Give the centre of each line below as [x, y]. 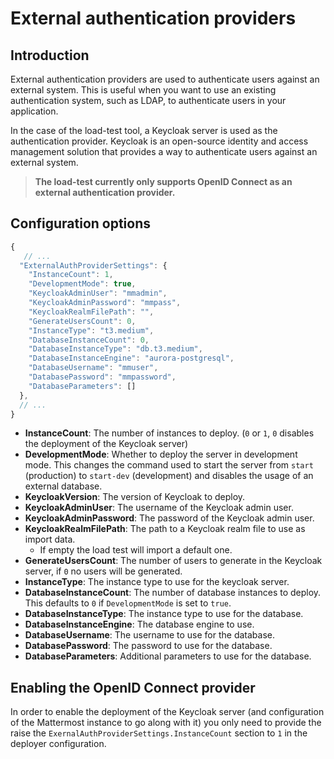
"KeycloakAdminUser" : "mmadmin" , [98, 293]
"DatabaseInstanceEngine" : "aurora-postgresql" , [131, 358]
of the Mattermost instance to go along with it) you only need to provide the [166, 723]
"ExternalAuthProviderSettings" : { [93, 265]
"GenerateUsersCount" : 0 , [82, 321]
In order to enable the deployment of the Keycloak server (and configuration [167, 712]
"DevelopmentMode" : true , [82, 284]
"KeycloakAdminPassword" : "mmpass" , [105, 303]
